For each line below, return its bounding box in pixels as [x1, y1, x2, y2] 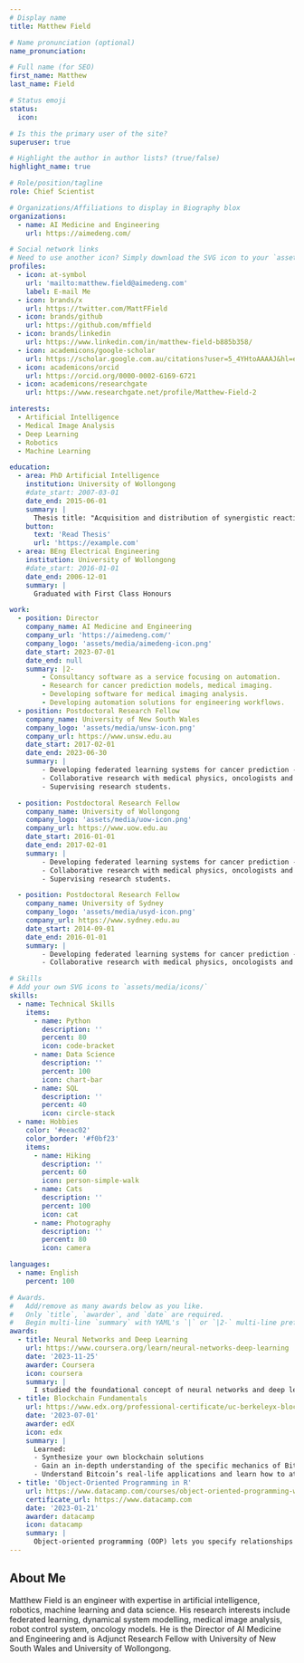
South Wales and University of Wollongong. [9, 1642, 172, 1653]
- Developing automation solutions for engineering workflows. [42, 698, 285, 707]
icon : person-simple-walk [42, 1176, 140, 1186]
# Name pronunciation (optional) [9, 38, 136, 47]
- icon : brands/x [17, 295, 83, 304]
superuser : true [9, 138, 71, 147]
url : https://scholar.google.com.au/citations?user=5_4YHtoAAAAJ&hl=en [25, 354, 301, 363]
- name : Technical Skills [17, 999, 116, 1008]
